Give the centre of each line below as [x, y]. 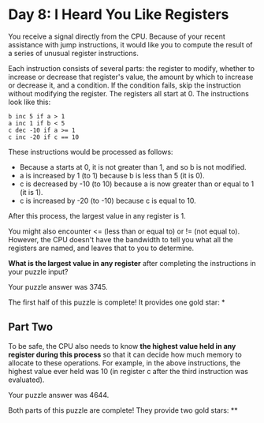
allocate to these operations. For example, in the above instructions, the [125, 363]
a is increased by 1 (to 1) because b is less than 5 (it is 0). [112, 175]
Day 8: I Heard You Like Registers [119, 15]
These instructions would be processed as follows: [91, 152]
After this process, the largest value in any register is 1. [97, 215]
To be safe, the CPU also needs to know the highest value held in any [122, 346]
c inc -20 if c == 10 [44, 137]
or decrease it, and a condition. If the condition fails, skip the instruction [125, 85]
